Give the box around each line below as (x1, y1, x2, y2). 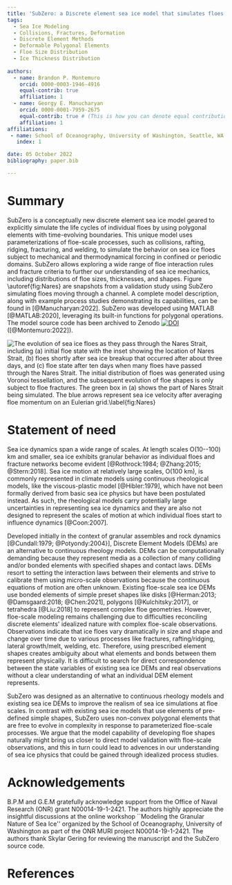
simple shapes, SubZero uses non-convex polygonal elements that (30, 714, 221, 722)
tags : (7, 17, 23, 23)
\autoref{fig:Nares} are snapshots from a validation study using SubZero (7, 282, 213, 290)
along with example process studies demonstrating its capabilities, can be (7, 296, 217, 304)
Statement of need (7, 422, 116, 438)
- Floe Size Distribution (13, 49, 88, 56)
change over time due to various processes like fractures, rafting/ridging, (7, 634, 215, 643)
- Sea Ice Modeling (13, 23, 70, 30)
